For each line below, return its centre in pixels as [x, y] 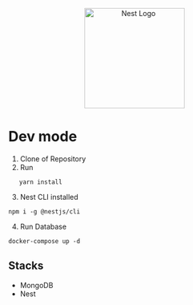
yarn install [40, 182]
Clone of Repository [53, 159]
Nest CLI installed [49, 197]
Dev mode [43, 137]
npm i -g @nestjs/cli [44, 211]
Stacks [26, 266]
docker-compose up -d [44, 241]
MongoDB [36, 285]
